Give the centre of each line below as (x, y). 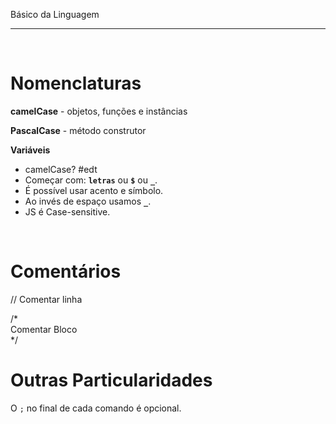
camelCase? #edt (61, 169)
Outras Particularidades (111, 380)
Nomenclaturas (76, 83)
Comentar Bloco (44, 329)
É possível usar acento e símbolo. (94, 190)
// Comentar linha (46, 299)
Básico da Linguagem (55, 14)
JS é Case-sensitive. (67, 211)
